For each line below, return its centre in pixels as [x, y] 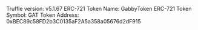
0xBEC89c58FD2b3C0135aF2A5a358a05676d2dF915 [74, 21]
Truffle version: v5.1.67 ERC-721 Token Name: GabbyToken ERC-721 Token [99, 9]
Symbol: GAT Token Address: [43, 15]
